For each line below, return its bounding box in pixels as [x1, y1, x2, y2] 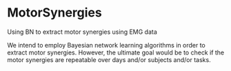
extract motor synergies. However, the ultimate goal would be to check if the [7, 48, 225, 57]
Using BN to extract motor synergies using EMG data [7, 28, 157, 36]
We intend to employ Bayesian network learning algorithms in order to [7, 41, 205, 49]
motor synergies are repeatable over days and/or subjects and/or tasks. [7, 55, 212, 63]
